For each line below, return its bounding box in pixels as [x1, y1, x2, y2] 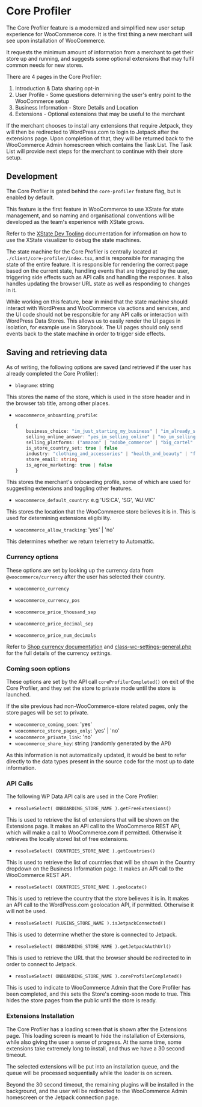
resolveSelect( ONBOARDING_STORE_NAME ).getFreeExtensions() [14, 805, 172, 812]
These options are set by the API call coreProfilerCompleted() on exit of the [6, 678, 195, 686]
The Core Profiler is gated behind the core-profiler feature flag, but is [6, 187, 182, 194]
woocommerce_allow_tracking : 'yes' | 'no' [14, 526, 114, 533]
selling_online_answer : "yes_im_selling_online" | [26, 434, 156, 440]
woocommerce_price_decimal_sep [14, 621, 94, 627]
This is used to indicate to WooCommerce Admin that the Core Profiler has [6, 984, 191, 991]
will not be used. [6, 908, 47, 915]
